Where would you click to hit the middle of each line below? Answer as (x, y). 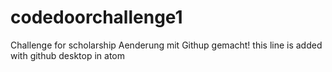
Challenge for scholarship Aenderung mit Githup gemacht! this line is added (166, 45)
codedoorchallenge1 (96, 17)
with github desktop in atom (67, 55)
